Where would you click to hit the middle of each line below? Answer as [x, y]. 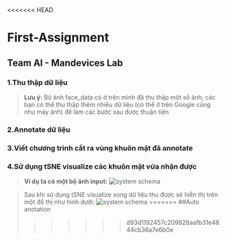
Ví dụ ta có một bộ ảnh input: [66, 182]
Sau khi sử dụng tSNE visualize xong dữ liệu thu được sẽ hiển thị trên [121, 195]
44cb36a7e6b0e [150, 230]
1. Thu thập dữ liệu [37, 82]
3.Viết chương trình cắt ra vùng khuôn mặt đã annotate [100, 148]
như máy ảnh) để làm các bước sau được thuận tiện [96, 112]
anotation [37, 209]
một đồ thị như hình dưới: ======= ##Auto [112, 202]
